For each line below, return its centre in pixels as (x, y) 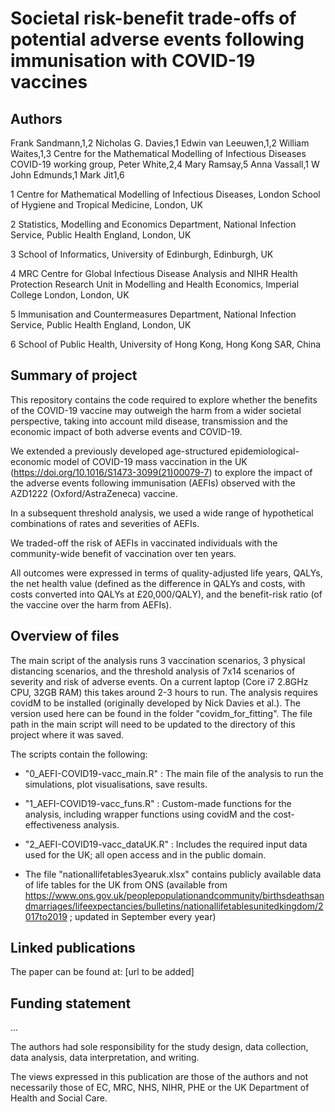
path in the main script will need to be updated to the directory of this (153, 724)
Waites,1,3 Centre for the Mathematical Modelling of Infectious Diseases (158, 153)
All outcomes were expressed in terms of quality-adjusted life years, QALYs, (166, 573)
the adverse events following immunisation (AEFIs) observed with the (153, 483)
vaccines (49, 82)
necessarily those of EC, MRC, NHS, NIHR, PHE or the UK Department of (160, 1088)
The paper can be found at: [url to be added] (102, 972)
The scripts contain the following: (79, 754)
